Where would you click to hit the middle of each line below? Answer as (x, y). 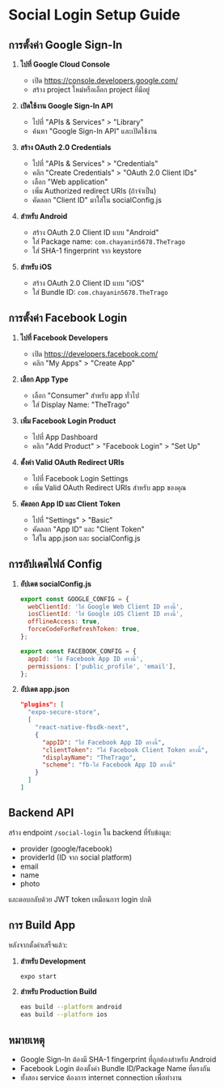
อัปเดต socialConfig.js (55, 583)
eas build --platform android (71, 1007)
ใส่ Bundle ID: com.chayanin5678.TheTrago (100, 292)
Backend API (41, 813)
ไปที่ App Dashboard (65, 437)
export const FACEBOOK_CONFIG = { (78, 651)
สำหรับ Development (53, 961)
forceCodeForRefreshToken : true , (84, 630)
